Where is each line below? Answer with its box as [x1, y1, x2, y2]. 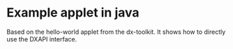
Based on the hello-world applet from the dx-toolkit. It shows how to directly [6, 28, 226, 36]
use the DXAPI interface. [6, 35, 77, 43]
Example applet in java [6, 5, 140, 21]
